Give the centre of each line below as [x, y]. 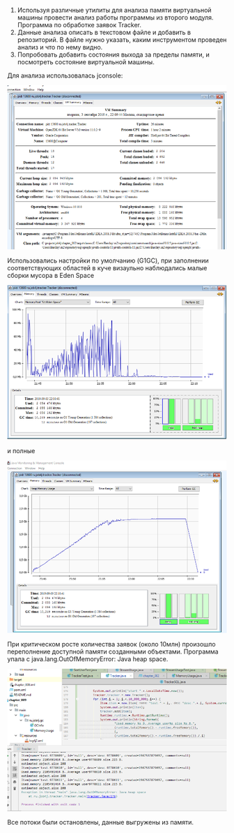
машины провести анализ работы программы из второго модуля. [115, 17]
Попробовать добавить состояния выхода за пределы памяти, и [114, 54]
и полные [21, 451]
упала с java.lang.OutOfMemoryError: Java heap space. [88, 658]
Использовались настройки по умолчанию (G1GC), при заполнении [108, 260]
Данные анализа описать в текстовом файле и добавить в [104, 32]
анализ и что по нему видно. [60, 47]
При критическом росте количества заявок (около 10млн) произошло [111, 644]
